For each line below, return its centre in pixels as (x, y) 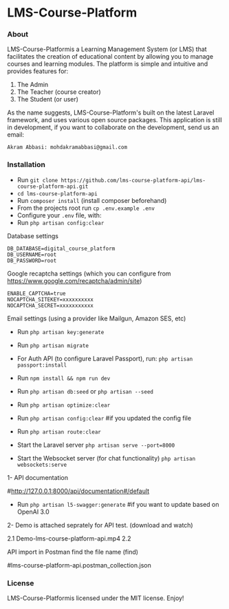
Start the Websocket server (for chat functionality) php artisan (106, 458)
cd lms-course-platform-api (57, 194)
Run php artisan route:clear (59, 431)
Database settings (33, 235)
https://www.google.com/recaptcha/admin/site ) (75, 280)
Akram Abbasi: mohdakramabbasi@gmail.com (67, 147)
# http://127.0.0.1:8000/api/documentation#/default (78, 491)
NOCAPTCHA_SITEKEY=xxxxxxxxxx (51, 299)
